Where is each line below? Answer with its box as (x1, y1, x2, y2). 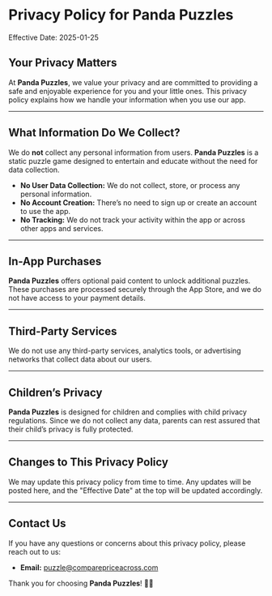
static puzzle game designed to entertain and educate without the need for (8, 156, 258, 165)
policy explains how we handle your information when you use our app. (8, 95, 246, 105)
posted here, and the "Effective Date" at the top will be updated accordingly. (8, 485, 263, 495)
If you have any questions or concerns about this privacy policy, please (8, 538, 246, 548)
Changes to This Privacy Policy (8, 456, 168, 470)
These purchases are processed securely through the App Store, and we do (8, 285, 261, 294)
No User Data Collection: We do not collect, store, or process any (19, 180, 240, 190)
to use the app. (19, 206, 71, 216)
